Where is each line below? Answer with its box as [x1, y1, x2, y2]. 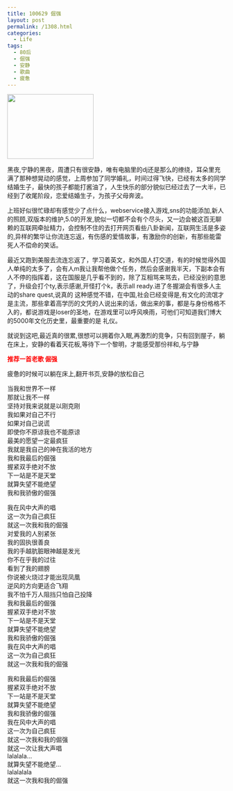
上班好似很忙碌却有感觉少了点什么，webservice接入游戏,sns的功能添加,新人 [7, 206, 224, 215]
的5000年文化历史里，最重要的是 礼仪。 [7, 317, 121, 325]
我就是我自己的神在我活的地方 [7, 446, 92, 454]
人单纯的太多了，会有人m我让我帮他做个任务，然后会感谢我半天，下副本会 [7, 265, 220, 273]
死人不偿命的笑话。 [7, 241, 62, 250]
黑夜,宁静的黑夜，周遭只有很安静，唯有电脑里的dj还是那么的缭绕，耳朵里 [7, 165, 215, 174]
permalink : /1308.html [7, 23, 73, 30]
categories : [7, 29, 42, 37]
